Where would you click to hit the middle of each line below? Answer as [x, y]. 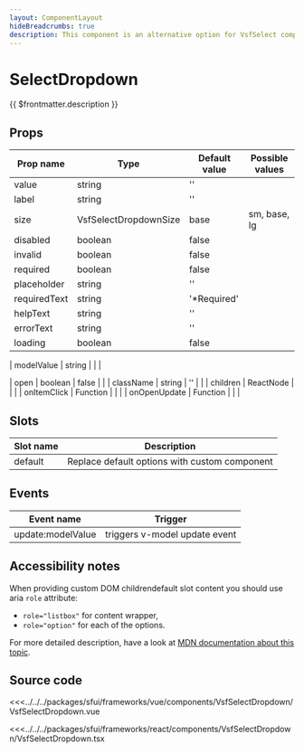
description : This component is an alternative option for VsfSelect [143, 34]
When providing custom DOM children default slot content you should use [146, 588]
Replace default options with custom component [170, 461]
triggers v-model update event [171, 534]
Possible [269, 158]
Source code [46, 680]
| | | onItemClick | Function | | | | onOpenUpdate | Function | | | [125, 392]
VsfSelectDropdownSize [128, 220]
